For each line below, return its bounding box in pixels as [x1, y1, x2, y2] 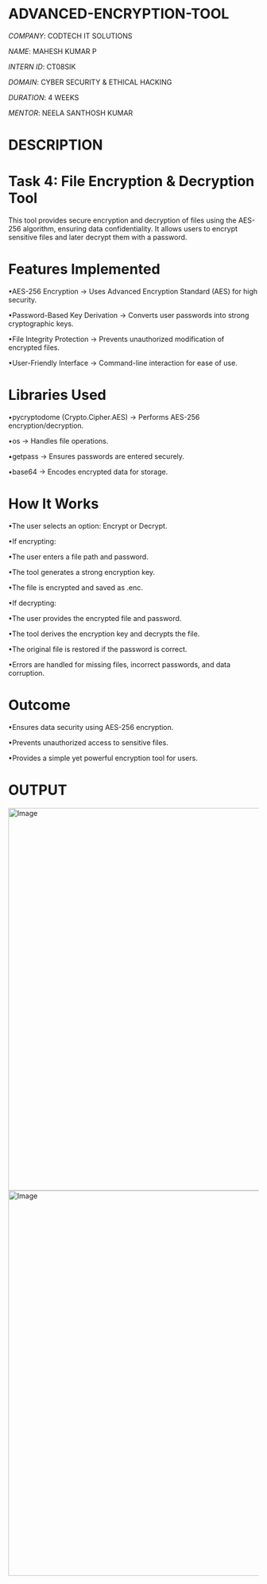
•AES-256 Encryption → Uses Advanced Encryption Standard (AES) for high [8, 287, 258, 296]
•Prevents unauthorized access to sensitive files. [8, 737, 168, 747]
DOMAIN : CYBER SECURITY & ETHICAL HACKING [8, 77, 172, 87]
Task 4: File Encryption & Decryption [8, 173, 255, 191]
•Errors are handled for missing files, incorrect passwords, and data [8, 659, 231, 669]
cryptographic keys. [8, 319, 74, 328]
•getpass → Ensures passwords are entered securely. [8, 451, 185, 461]
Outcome [8, 697, 71, 714]
